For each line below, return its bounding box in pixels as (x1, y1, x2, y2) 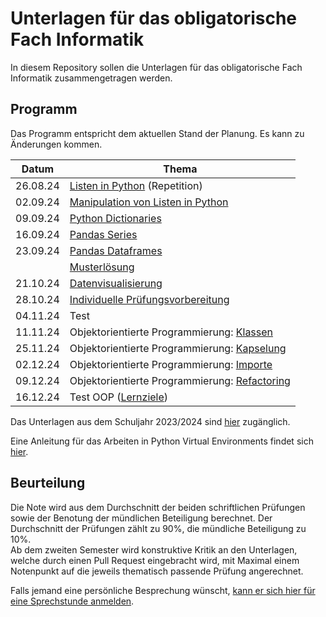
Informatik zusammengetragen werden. (10, 72, 173, 84)
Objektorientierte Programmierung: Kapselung (69, 341, 287, 355)
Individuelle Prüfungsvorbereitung (69, 292, 230, 306)
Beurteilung (10, 475, 86, 492)
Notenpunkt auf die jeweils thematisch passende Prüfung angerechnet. (10, 565, 304, 577)
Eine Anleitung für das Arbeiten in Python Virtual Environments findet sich (10, 435, 314, 447)
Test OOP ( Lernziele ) (69, 390, 169, 404)
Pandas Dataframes (69, 243, 163, 257)
